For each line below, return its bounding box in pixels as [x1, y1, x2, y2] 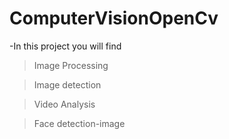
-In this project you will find [9, 40, 122, 52]
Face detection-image [33, 117, 126, 129]
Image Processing [33, 59, 109, 71]
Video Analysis [33, 98, 96, 110]
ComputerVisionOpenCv [9, 7, 219, 30]
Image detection [33, 78, 102, 91]
